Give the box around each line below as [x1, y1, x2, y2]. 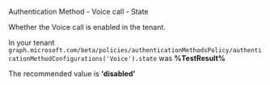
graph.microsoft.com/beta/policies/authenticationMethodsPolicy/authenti [8, 47, 263, 55]
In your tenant [8, 38, 55, 47]
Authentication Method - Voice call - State [8, 7, 149, 16]
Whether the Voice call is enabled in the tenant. [8, 22, 166, 31]
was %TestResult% [158, 54, 226, 63]
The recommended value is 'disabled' [8, 69, 136, 79]
